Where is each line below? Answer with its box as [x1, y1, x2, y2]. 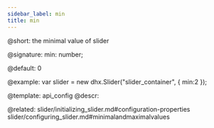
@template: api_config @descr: [7, 91, 100, 100]
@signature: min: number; [7, 50, 83, 59]
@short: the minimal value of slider [7, 36, 109, 45]
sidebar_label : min [7, 10, 65, 18]
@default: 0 [7, 64, 42, 72]
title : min [7, 17, 40, 24]
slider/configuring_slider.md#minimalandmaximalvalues [7, 112, 171, 121]
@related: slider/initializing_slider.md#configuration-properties [7, 105, 191, 113]
